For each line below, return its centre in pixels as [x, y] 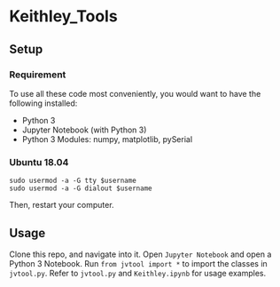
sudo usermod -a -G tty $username [73, 181]
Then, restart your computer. [62, 205]
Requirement [38, 75]
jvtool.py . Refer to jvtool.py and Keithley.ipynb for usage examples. [138, 273]
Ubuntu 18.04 [39, 162]
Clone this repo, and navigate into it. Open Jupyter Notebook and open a [140, 254]
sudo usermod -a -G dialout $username [81, 188]
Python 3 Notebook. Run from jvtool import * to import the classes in [138, 263]
